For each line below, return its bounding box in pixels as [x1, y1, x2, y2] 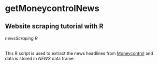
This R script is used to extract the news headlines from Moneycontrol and [5, 50, 153, 56]
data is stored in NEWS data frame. [5, 55, 75, 61]
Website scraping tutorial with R [5, 22, 104, 30]
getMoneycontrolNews [5, 3, 100, 14]
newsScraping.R [5, 36, 38, 41]
